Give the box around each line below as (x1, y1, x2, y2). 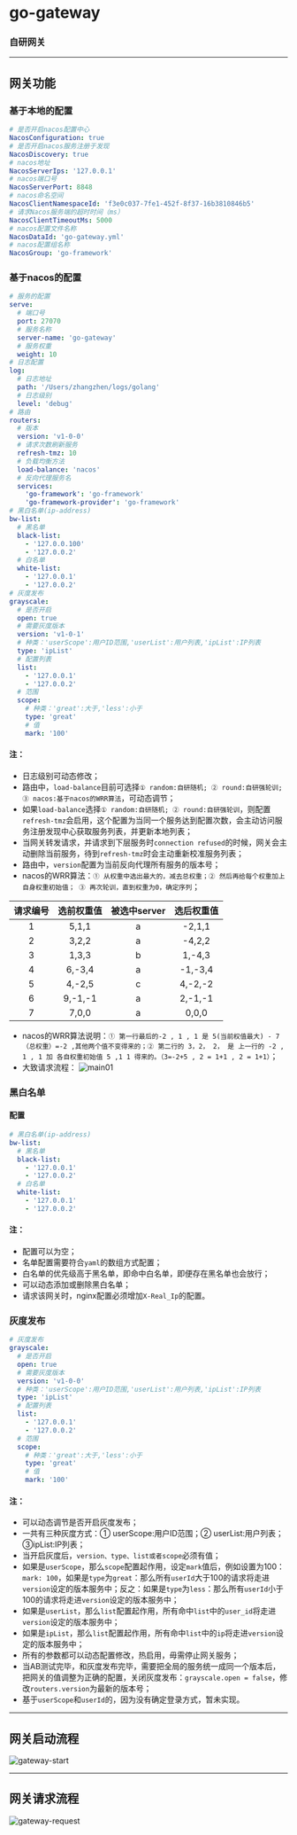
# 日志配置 (9, 358, 44, 367)
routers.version (29, 1685, 90, 1694)
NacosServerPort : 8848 (9, 183, 93, 192)
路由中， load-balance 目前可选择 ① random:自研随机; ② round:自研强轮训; (21, 781, 283, 792)
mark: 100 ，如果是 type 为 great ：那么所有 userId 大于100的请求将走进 (21, 1573, 270, 1583)
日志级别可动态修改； (21, 770, 100, 781)
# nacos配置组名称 (9, 240, 71, 250)
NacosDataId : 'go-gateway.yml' (9, 232, 125, 241)
